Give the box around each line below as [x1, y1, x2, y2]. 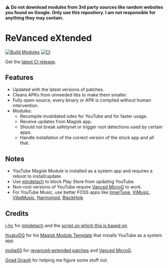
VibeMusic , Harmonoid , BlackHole [12, 195, 84, 201]
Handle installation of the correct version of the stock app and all [20, 135, 154, 141]
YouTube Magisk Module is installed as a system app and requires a [12, 168, 153, 174]
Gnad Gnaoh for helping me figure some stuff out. [5, 257, 108, 263]
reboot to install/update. [12, 173, 62, 180]
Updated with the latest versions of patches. [12, 86, 104, 93]
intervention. [12, 103, 39, 109]
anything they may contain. [5, 15, 64, 21]
